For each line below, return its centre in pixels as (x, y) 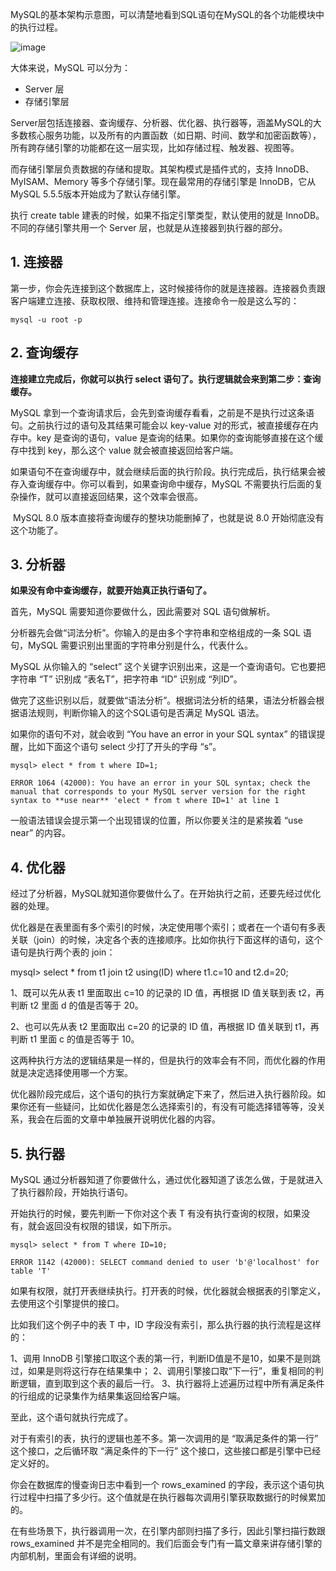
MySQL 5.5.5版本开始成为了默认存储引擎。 (98, 194)
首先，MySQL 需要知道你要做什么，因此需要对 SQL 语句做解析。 (143, 612)
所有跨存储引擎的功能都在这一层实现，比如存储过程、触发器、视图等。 (155, 147)
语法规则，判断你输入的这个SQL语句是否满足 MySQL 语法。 (141, 713)
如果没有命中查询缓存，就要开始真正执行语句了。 (111, 590)
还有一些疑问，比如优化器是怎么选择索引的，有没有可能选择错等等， (167, 1107)
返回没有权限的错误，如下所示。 (110, 1226)
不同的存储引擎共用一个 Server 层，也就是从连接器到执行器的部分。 (149, 227)
